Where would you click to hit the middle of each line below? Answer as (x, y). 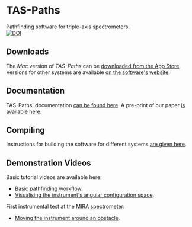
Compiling (26, 130)
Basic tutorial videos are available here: (54, 177)
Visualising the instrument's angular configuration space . (84, 195)
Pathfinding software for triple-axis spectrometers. (68, 27)
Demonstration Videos (49, 163)
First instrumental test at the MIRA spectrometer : (65, 207)
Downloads (28, 52)
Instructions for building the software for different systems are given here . (96, 144)
